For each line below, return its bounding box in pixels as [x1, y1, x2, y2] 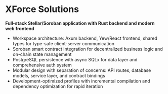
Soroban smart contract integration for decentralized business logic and [12, 46, 163, 52]
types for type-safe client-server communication [12, 40, 115, 46]
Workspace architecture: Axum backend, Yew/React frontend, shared [12, 35, 158, 41]
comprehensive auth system [12, 62, 72, 68]
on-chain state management [12, 51, 72, 57]
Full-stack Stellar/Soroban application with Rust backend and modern [5, 20, 155, 26]
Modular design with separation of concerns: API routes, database [12, 67, 151, 73]
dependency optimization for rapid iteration [12, 83, 103, 89]
